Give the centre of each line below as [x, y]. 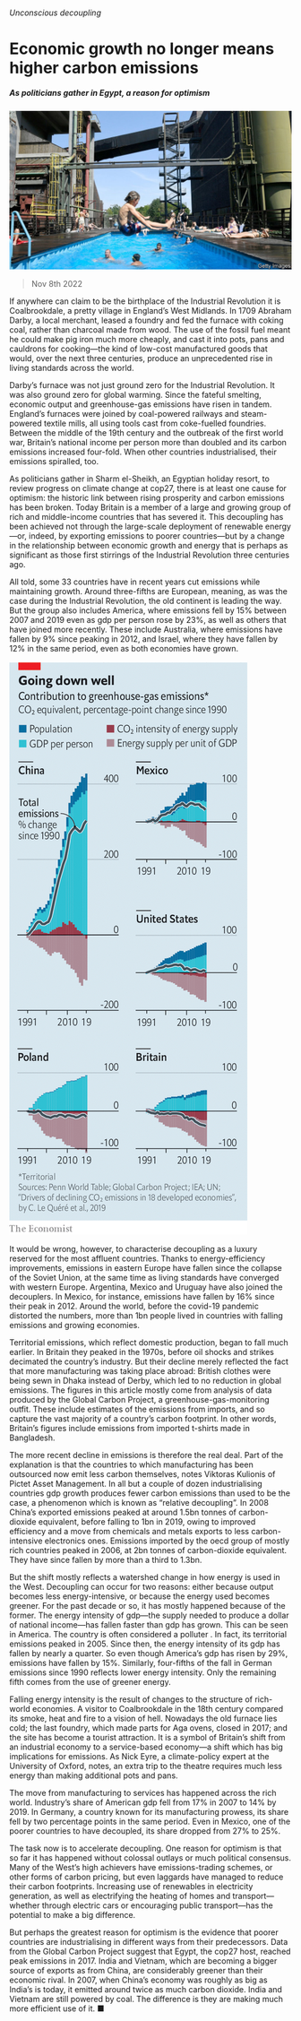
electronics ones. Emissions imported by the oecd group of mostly [167, 1541]
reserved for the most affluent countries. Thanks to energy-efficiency [138, 1258]
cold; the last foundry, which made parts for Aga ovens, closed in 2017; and [149, 1728]
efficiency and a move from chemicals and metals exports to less [129, 1532]
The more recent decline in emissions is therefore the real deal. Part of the [146, 1455]
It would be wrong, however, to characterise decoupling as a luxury [133, 1249]
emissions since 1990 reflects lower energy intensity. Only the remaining [143, 1672]
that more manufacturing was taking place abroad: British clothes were [140, 1371]
